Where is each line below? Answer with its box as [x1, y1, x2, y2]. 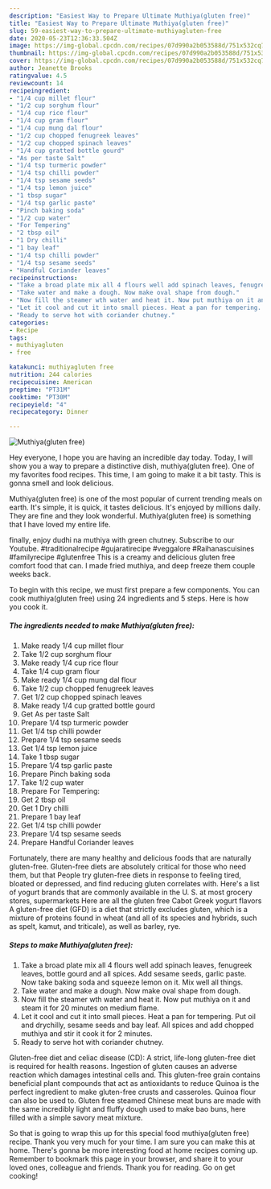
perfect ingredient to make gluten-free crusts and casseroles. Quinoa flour [9, 1088, 257, 1097]
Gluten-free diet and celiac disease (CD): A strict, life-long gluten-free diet [9, 1053, 256, 1063]
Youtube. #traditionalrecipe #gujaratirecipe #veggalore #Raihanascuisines [9, 544, 255, 554]
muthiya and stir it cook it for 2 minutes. [20, 1029, 153, 1038]
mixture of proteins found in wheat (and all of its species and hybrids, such [9, 913, 257, 923]
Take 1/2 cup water [20, 778, 84, 787]
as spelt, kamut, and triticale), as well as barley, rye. [9, 922, 181, 931]
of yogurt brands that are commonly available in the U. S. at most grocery [9, 887, 253, 898]
